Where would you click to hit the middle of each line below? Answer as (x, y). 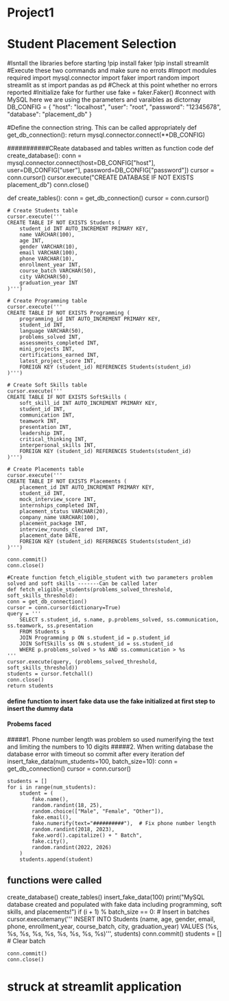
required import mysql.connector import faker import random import (104, 78)
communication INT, (47, 415)
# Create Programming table (47, 301)
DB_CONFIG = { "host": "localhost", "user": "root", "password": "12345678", (114, 107)
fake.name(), (50, 799)
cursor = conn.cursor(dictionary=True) (64, 608)
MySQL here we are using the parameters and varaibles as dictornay (104, 100)
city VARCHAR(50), (46, 277)
